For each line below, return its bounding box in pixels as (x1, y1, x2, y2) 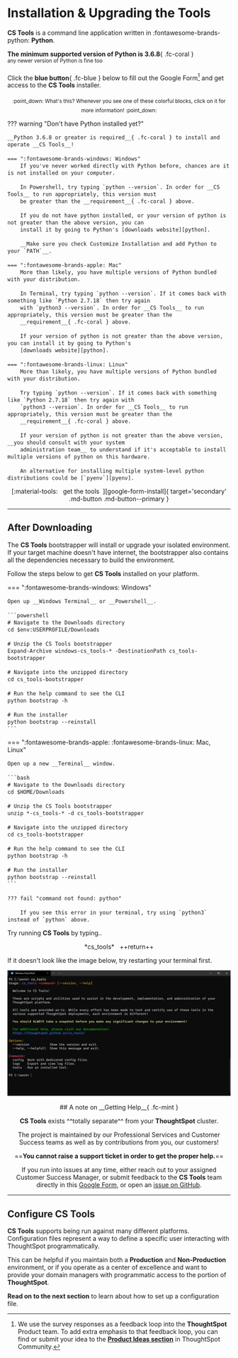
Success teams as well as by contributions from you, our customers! (18, 1138, 220, 1147)
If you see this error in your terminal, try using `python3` (20, 909, 208, 916)
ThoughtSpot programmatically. (7, 1242, 101, 1250)
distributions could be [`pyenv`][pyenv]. (7, 474, 135, 482)
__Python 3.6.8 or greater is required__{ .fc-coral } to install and (7, 133, 220, 141)
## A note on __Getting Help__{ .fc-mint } (59, 1103, 179, 1112)
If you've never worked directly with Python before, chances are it (20, 162, 230, 170)
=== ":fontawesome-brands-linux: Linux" (7, 360, 129, 368)
